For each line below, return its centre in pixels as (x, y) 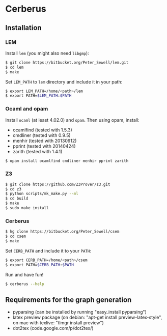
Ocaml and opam (27, 109)
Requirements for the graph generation (68, 300)
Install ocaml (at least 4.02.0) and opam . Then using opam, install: (72, 120)
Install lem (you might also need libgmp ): (47, 53)
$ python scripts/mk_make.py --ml (42, 194)
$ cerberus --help (25, 284)
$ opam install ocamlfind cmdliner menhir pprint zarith (67, 161)
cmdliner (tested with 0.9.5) (41, 135)
